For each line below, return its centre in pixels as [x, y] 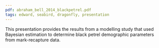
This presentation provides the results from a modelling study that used [79, 29]
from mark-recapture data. [33, 40]
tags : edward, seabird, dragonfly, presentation [57, 15]
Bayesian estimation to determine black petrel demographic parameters [80, 34]
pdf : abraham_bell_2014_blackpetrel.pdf [48, 10]
